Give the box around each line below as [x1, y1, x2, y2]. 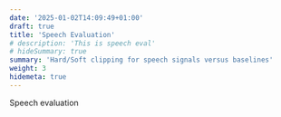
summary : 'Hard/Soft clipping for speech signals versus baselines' [9, 55, 274, 64]
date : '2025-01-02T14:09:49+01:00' [9, 13, 144, 23]
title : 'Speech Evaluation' [9, 30, 116, 39]
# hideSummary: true [9, 47, 88, 56]
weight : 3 [9, 64, 47, 73]
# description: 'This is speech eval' [9, 38, 156, 48]
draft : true [9, 22, 54, 31]
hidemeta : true [9, 73, 67, 82]
